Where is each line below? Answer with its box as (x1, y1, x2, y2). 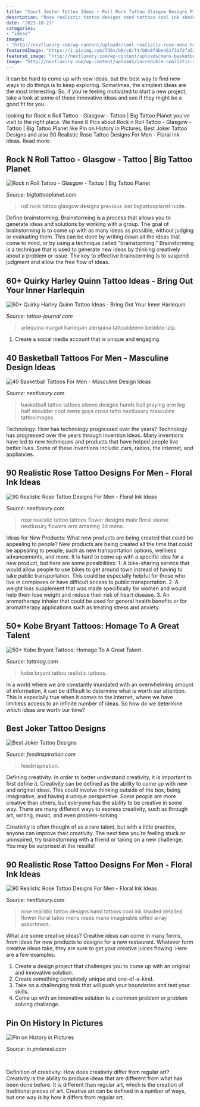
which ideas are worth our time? (6, 706, 85, 713)
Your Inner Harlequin (6, 285, 85, 295)
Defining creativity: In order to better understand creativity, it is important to (6, 774, 192, 781)
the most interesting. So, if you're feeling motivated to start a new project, (6, 88, 187, 95)
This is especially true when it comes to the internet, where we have (6, 693, 173, 700)
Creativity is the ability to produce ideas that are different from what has (6, 1075, 183, 1082)
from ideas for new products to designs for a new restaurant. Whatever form (6, 938, 193, 945)
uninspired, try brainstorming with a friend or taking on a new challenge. (6, 836, 183, 844)
